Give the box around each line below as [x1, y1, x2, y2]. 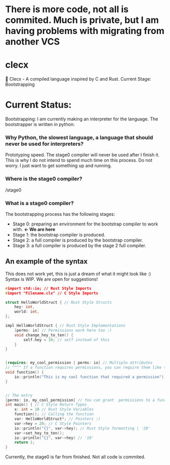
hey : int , [14, 305, 35, 310]
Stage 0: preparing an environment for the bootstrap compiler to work [12, 221, 158, 227]
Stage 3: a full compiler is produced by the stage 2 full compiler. [12, 242, 147, 248]
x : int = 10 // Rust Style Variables [14, 407, 94, 412]
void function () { [5, 370, 44, 375]
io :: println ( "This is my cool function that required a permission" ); [14, 374, 166, 379]
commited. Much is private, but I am [5, 14, 159, 26]
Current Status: [5, 99, 72, 111]
